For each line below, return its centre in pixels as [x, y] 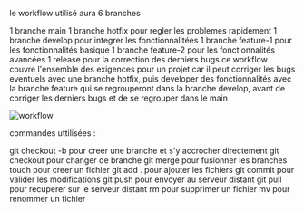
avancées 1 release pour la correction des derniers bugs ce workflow [138, 59]
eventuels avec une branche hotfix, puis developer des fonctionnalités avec [151, 79]
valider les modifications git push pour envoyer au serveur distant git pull [146, 179]
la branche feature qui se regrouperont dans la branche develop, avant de [147, 88]
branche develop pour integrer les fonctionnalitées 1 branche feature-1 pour [151, 40]
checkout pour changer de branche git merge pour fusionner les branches [148, 160]
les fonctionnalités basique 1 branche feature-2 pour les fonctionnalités [142, 50]
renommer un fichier [48, 199]
